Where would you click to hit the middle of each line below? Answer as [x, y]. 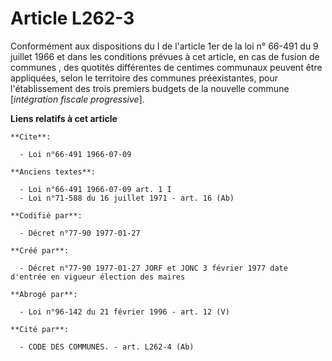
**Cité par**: [40, 329]
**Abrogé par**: [44, 294]
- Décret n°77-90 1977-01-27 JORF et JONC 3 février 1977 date [153, 268]
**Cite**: [31, 137]
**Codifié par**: [46, 215]
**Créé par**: [40, 250]
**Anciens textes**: [53, 172]
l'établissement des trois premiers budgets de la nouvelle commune [150, 88]
